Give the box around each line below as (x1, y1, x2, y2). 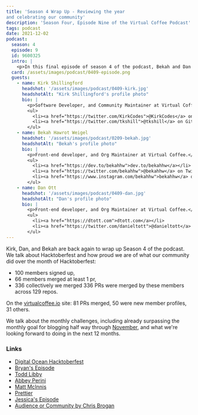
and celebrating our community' (6, 14, 85, 20)
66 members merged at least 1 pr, (14, 275, 97, 282)
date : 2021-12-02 (6, 31, 49, 37)
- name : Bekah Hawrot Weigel (16, 130, 88, 136)
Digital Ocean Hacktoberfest (14, 358, 84, 365)
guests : (11, 75, 31, 81)
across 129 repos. (14, 288, 58, 295)
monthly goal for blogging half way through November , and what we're (6, 323, 178, 330)
